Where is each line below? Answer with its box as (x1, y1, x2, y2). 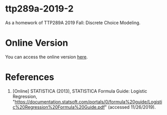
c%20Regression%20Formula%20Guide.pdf (12, 104, 105, 110)
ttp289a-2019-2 (5, 3, 74, 15)
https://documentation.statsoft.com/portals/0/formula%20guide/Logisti (15, 98, 162, 104)
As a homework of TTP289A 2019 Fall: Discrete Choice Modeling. (5, 20, 141, 26)
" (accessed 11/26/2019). (104, 104, 156, 110)
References (5, 71, 54, 83)
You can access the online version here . (5, 54, 88, 60)
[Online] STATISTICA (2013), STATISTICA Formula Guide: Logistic (12, 88, 147, 94)
